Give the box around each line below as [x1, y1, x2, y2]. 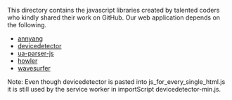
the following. [7, 21, 47, 29]
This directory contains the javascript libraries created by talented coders [7, 6, 220, 14]
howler [17, 57, 38, 65]
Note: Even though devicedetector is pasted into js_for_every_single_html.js [7, 78, 226, 86]
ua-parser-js [17, 49, 54, 57]
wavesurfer [17, 64, 51, 72]
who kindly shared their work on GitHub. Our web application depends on [7, 13, 220, 22]
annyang [17, 34, 44, 43]
